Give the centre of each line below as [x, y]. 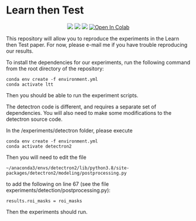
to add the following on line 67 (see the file [58, 184]
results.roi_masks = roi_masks [44, 201]
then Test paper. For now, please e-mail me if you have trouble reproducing [97, 45]
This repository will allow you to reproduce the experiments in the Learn [93, 38]
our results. [20, 51]
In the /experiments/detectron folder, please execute [69, 130]
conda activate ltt [30, 84]
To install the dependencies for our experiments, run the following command [98, 62]
